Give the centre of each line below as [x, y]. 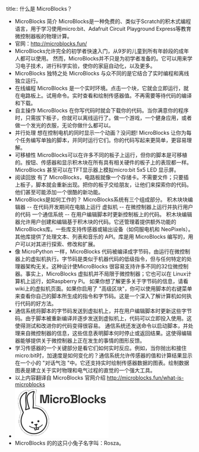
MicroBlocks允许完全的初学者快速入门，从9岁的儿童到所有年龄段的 [97, 51]
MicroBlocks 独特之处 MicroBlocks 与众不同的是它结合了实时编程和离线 [102, 73]
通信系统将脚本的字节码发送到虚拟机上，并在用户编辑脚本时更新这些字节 [103, 311]
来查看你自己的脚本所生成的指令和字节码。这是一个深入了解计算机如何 [101, 296]
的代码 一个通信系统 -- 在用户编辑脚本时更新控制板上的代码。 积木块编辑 [103, 214]
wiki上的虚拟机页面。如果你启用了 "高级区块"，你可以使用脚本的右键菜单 [103, 289]
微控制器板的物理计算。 [43, 36]
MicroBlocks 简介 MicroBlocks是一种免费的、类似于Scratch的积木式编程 [103, 21]
